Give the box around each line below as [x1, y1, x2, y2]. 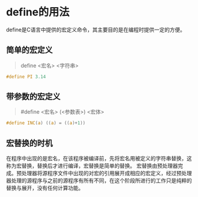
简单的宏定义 [6, 45, 53, 55]
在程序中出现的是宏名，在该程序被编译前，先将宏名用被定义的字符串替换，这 [6, 155, 192, 162]
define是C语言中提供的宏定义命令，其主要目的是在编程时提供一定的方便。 [6, 26, 186, 33]
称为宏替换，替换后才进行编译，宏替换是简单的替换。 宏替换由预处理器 [6, 162, 178, 169]
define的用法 [6, 5, 70, 19]
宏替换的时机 [6, 138, 53, 148]
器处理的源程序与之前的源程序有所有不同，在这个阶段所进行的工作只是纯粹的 [6, 177, 192, 184]
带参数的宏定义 [6, 92, 61, 102]
